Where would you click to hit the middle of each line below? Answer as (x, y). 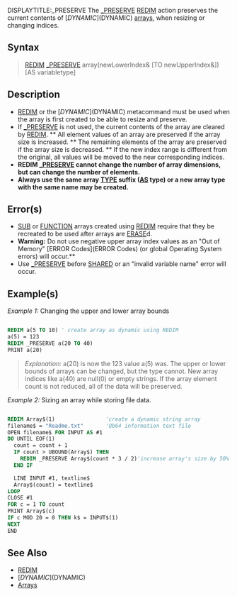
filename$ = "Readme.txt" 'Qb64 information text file (99, 426)
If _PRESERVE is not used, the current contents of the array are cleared (121, 126)
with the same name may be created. (73, 187)
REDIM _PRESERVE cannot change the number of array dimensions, (119, 164)
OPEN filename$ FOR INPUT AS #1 (55, 432)
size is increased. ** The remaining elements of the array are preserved (122, 142)
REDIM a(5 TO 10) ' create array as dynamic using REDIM (93, 330)
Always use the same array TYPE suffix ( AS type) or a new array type (121, 180)
